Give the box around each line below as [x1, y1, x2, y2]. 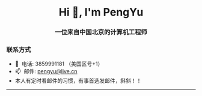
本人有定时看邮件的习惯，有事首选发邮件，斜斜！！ [14, 77, 142, 85]
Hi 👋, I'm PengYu [58, 5, 144, 19]
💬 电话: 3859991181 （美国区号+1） [14, 60, 103, 68]
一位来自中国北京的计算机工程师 [55, 28, 147, 37]
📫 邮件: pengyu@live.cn [14, 68, 78, 75]
